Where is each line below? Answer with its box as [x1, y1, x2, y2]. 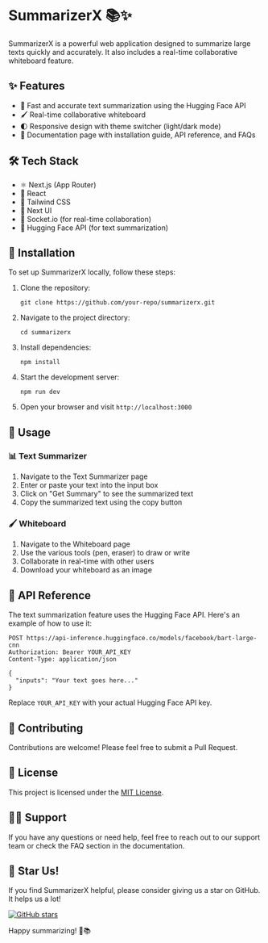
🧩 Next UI [19, 205, 52, 215]
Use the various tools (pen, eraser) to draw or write [19, 548, 191, 558]
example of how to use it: [8, 618, 93, 628]
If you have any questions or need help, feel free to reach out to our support [8, 832, 261, 842]
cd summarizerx [19, 329, 72, 337]
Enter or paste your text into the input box [19, 480, 159, 490]
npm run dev [19, 388, 60, 396]
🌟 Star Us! [8, 865, 60, 878]
